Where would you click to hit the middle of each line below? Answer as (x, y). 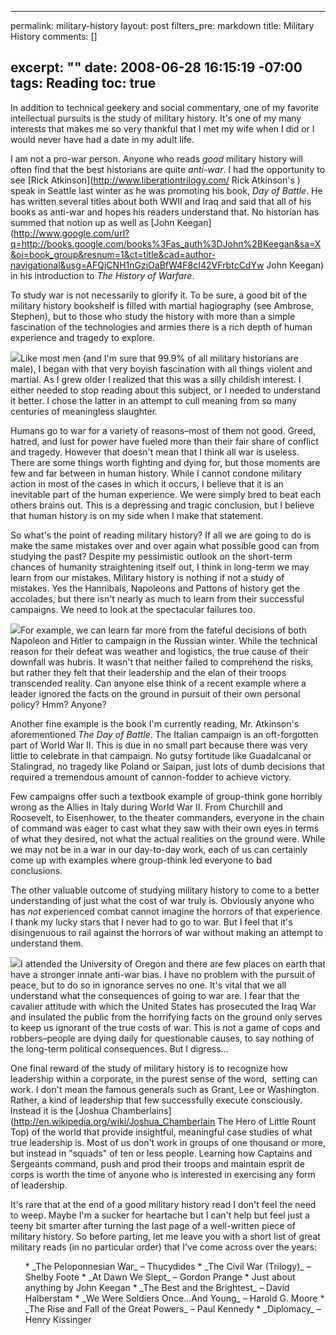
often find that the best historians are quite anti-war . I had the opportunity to (168, 169)
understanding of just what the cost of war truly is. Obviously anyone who (162, 900)
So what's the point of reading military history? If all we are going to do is (161, 535)
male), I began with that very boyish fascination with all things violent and (161, 368)
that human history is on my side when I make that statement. (137, 515)
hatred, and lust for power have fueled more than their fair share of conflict (164, 441)
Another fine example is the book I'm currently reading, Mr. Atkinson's (155, 723)
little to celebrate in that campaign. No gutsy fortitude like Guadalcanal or (161, 755)
